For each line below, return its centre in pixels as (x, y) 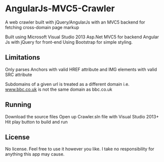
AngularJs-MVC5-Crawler (60, 9)
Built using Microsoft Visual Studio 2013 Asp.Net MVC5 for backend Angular (82, 37)
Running (18, 105)
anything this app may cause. (35, 154)
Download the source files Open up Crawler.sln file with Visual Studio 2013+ (82, 116)
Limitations (23, 58)
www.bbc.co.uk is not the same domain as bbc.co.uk (59, 89)
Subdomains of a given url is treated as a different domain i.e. (67, 84)
